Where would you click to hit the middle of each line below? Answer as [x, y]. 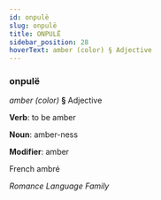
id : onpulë [29, 17]
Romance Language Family [59, 186]
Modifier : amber [39, 152]
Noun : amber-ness [43, 135]
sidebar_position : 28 [49, 42]
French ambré [34, 169]
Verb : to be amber [43, 118]
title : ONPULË [35, 34]
